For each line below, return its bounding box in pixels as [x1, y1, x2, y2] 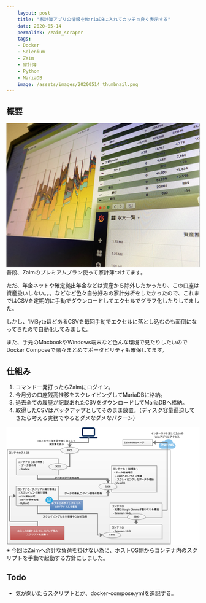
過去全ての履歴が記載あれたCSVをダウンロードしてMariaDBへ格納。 [15, 399, 188, 406]
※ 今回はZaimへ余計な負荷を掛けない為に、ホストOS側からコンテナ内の [6, 547, 187, 554]
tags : [17, 36, 32, 42]
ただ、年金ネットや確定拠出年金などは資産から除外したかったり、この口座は [6, 282, 200, 289]
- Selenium [17, 49, 45, 55]
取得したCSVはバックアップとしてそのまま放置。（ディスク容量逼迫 [15, 406, 185, 414]
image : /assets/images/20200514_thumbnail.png [17, 81, 139, 87]
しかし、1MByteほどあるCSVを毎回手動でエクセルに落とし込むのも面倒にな [6, 318, 197, 325]
